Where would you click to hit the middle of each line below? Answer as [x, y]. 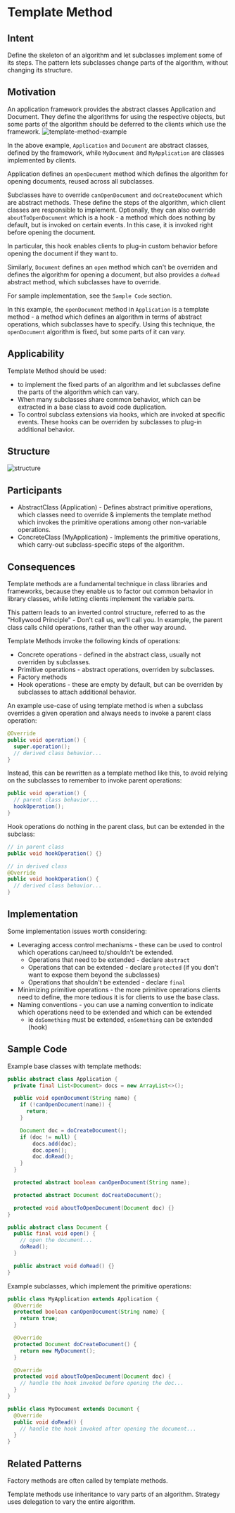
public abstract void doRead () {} [64, 1266]
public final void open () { [55, 1234]
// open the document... [56, 1240]
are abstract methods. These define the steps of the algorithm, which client [116, 202]
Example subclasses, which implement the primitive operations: [100, 1286]
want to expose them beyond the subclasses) [94, 975]
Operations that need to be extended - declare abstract [109, 960]
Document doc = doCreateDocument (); [74, 1130]
